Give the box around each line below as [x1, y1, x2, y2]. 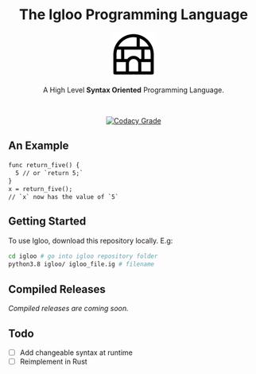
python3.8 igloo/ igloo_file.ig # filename [8, 260, 155, 268]
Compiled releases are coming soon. [8, 304, 129, 314]
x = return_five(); [8, 185, 73, 193]
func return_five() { [8, 161, 80, 169]
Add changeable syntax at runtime [19, 348, 133, 357]
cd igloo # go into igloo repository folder [8, 252, 158, 260]
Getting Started [8, 215, 87, 228]
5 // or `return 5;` [15, 169, 83, 177]
